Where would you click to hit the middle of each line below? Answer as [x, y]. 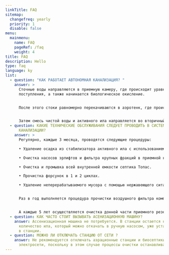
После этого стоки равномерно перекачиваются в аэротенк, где [85, 108]
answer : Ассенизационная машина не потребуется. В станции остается [88, 221]
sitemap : [14, 15]
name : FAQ [25, 43]
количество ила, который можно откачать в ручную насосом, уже [86, 226]
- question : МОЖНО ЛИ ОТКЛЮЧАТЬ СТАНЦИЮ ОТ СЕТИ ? [64, 235]
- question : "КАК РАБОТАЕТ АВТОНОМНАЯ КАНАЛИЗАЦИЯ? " [67, 80]
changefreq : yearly [30, 19]
